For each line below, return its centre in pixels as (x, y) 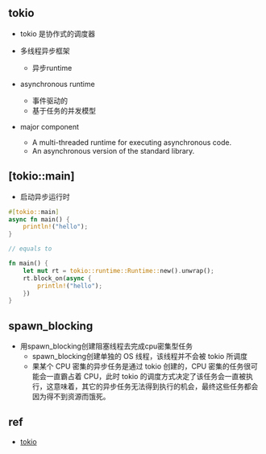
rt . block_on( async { (57, 278)
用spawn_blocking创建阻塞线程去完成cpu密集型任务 (106, 346)
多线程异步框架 (45, 51)
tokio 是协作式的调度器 (58, 33)
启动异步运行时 (45, 196)
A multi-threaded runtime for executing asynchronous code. (132, 142)
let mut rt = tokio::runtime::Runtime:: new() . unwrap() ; (119, 270)
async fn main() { (39, 219)
